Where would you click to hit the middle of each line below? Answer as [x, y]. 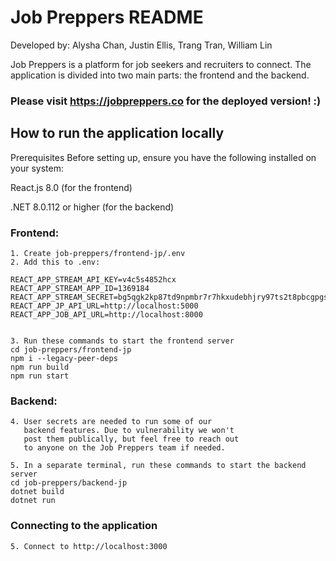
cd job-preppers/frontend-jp [71, 349]
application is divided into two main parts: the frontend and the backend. [160, 75]
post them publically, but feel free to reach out [131, 439]
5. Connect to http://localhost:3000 [89, 546]
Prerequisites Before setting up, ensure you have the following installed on [163, 157]
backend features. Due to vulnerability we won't [129, 431]
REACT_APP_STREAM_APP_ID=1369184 [80, 288]
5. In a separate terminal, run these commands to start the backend [158, 466]
